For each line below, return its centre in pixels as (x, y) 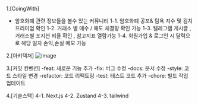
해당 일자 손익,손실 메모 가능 (54, 43)
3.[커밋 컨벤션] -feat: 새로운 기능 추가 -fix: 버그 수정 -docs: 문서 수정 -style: (95, 68)
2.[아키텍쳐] (20, 55)
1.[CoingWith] (23, 9)
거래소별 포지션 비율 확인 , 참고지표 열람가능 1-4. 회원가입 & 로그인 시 (95, 36)
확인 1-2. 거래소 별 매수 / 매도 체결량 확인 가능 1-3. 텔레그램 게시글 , (113, 28)
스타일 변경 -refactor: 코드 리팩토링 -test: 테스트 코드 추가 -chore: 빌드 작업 (100, 76)
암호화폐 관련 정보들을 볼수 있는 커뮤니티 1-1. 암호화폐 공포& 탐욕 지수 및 (98, 21)
